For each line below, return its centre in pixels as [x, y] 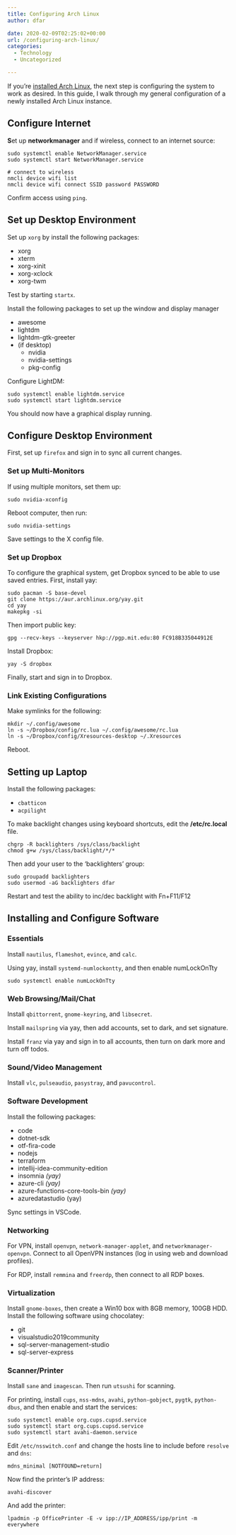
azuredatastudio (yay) [49, 1198]
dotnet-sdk [34, 1138]
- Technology [33, 53]
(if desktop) [34, 345]
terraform [31, 1161]
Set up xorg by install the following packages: [73, 237]
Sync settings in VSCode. [44, 1212]
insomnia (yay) [39, 1176]
